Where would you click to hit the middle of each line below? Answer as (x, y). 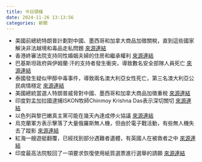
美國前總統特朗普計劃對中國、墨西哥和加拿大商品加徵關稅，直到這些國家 (104, 41)
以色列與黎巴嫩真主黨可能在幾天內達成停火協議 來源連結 (84, 116)
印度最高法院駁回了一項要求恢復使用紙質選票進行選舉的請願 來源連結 (100, 153)
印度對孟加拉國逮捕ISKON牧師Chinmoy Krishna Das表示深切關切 (94, 101)
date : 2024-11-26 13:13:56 (40, 17)
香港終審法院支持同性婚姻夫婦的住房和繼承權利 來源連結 (84, 56)
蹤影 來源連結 (42, 131)
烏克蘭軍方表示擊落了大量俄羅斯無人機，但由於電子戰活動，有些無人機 (102, 123)
